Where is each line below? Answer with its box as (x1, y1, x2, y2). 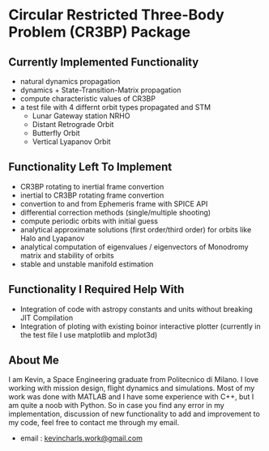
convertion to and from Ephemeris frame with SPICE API (19, 198, 208, 208)
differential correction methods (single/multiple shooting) (19, 207, 211, 217)
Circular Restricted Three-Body (8, 6, 224, 24)
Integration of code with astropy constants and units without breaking (19, 304, 253, 313)
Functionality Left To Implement (8, 160, 173, 174)
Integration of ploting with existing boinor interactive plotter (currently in (19, 321, 261, 331)
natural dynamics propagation (19, 77, 121, 86)
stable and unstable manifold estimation (19, 259, 154, 269)
